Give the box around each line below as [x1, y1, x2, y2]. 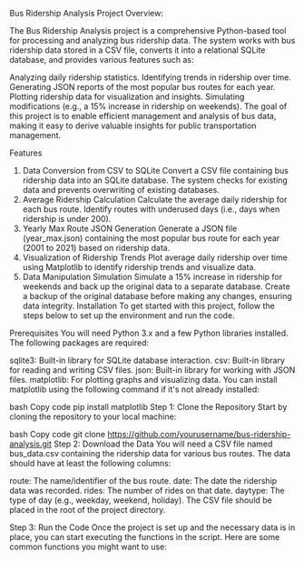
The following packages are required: [9, 337, 150, 348]
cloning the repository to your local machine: [9, 411, 177, 422]
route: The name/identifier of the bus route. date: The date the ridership [9, 476, 278, 486]
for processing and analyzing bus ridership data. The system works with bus [9, 35, 296, 45]
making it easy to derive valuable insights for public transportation [9, 120, 257, 131]
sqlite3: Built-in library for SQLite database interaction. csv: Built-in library [9, 355, 286, 366]
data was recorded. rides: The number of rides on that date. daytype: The [9, 486, 285, 496]
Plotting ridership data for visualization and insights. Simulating [9, 91, 245, 102]
